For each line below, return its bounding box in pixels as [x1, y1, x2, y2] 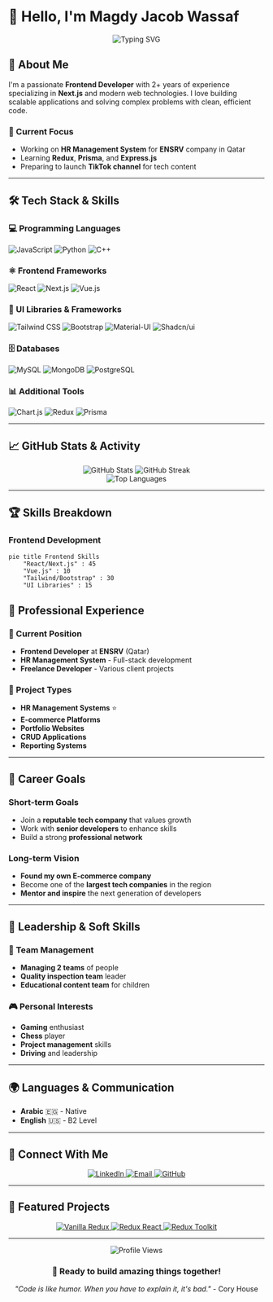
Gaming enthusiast [19, 1023, 84, 1032]
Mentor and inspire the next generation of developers [19, 888, 201, 899]
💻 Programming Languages [8, 223, 121, 235]
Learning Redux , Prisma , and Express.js [19, 153, 157, 163]
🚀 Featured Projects [8, 1200, 110, 1214]
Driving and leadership [19, 1049, 97, 1058]
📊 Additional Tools [8, 385, 84, 397]
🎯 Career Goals [8, 772, 86, 785]
